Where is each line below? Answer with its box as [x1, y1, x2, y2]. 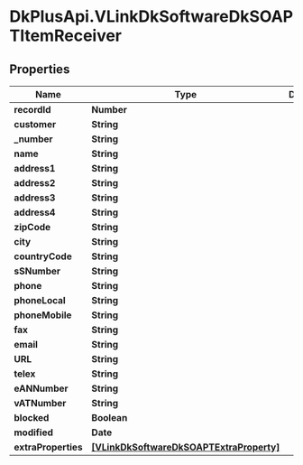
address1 [14, 163, 56, 174]
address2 [14, 177, 56, 189]
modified [14, 426, 54, 439]
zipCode [14, 221, 51, 233]
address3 [14, 191, 56, 204]
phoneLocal [14, 294, 66, 306]
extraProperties [14, 441, 83, 453]
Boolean [91, 412, 128, 423]
